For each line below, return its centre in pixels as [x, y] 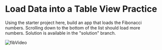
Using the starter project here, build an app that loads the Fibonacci [74, 23]
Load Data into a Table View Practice [81, 9]
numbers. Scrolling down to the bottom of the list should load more [73, 27]
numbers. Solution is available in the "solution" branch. [61, 33]
